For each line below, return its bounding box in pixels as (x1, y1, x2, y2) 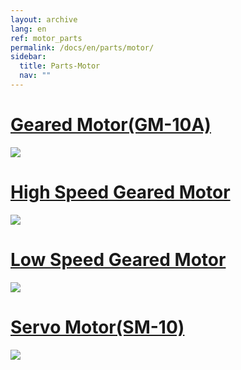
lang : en (10, 24, 47, 34)
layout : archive (10, 14, 78, 25)
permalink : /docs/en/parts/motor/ (10, 42, 155, 53)
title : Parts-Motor (19, 61, 101, 71)
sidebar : (10, 52, 47, 62)
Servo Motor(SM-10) (10, 316, 185, 338)
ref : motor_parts (10, 33, 83, 43)
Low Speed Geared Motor (10, 248, 227, 271)
